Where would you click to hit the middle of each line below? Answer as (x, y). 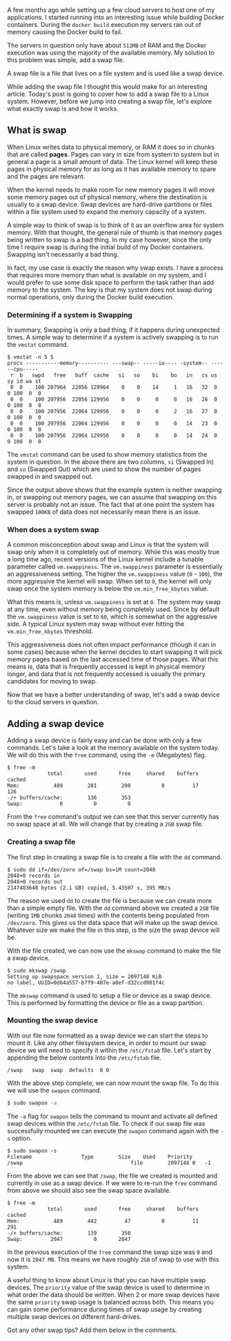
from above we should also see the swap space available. (89, 1190)
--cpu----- (23, 369)
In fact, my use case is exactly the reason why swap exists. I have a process (115, 268)
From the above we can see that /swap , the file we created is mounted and (112, 1175)
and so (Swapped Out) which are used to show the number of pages (104, 469)
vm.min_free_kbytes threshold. (50, 631)
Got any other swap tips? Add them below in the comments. (92, 1330)
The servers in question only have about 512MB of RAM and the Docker (107, 45)
